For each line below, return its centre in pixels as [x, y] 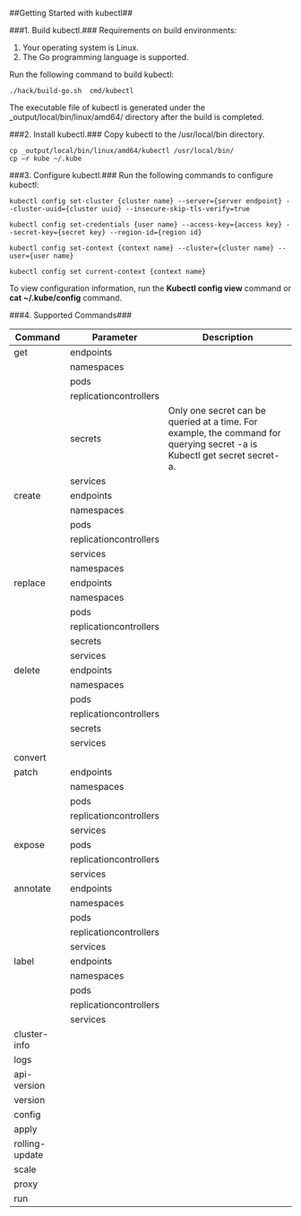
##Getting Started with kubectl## [71, 13]
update [29, 1155]
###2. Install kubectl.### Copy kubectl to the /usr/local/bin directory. [137, 134]
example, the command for [224, 433]
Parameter [115, 337]
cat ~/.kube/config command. [66, 298]
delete [27, 670]
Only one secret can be [217, 411]
